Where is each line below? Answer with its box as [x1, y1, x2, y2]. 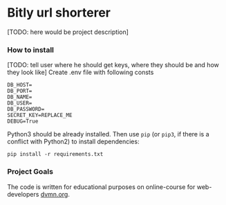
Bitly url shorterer [7, 5, 111, 21]
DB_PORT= [7, 88, 32, 95]
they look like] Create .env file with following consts [7, 68, 154, 77]
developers [7, 190, 39, 198]
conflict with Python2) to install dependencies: [7, 137, 140, 146]
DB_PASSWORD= [7, 106, 45, 113]
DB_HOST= [7, 82, 32, 89]
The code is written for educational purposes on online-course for [7, 182, 196, 191]
